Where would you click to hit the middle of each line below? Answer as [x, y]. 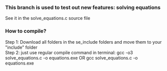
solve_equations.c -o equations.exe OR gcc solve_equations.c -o [72, 58]
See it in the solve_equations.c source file [48, 18]
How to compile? [26, 31]
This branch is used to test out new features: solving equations [83, 7]
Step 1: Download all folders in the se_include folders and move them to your [83, 42]
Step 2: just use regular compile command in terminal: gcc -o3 [69, 52]
